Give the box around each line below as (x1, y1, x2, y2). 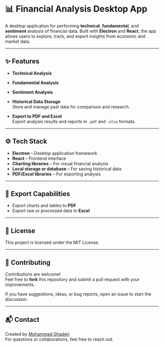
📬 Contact (5, 316, 40, 324)
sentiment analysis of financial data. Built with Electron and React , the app (5, 28, 156, 34)
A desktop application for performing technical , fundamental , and (5, 22, 139, 29)
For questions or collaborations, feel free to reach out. (5, 336, 114, 342)
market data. (5, 38, 31, 44)
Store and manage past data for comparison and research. (12, 104, 130, 109)
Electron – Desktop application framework (12, 150, 98, 156)
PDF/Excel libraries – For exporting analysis (12, 171, 101, 177)
